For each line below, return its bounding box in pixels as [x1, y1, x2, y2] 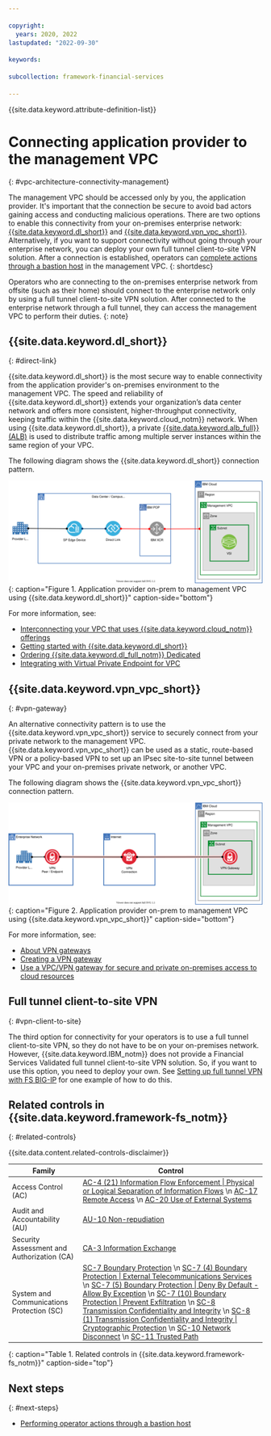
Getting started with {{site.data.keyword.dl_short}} [19, 641, 188, 651]
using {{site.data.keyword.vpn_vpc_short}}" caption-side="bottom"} [8, 914, 235, 923]
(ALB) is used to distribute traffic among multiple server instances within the [8, 432, 261, 441]
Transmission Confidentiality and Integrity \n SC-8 [82, 1306, 251, 1316]
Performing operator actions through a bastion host [19, 1419, 191, 1429]
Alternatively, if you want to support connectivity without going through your [8, 235, 262, 245]
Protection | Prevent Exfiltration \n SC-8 [82, 1297, 216, 1307]
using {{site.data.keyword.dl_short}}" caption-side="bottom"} [8, 593, 214, 602]
